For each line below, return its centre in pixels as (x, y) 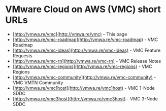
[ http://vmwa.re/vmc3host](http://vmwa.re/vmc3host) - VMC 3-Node (85, 99)
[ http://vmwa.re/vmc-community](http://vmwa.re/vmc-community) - (84, 77)
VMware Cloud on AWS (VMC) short (83, 9)
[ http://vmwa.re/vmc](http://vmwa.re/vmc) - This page (70, 34)
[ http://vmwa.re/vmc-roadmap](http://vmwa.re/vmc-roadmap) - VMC (85, 40)
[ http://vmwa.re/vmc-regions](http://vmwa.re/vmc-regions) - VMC (82, 66)
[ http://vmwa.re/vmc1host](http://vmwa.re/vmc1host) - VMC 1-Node (84, 88)
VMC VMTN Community (38, 83)
